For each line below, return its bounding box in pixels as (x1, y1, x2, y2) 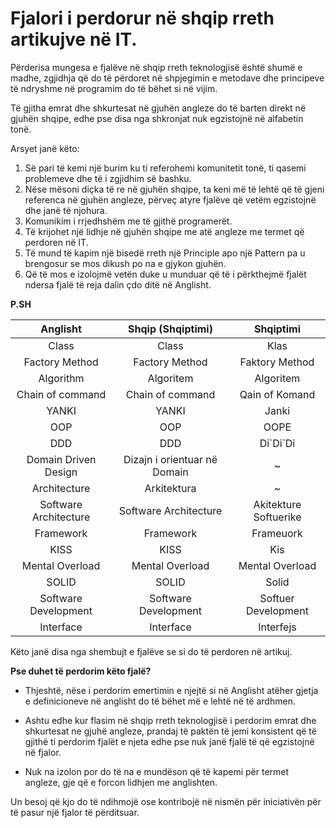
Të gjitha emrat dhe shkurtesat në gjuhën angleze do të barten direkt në (10, 102, 307, 114)
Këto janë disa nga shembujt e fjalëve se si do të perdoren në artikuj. (10, 645, 293, 657)
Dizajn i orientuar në (123, 452, 218, 466)
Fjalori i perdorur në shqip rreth (10, 7, 275, 30)
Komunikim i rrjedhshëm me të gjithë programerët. (24, 215, 233, 227)
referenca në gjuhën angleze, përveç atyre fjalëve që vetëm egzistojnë (24, 193, 317, 206)
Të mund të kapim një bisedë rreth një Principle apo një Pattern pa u (24, 247, 306, 259)
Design (44, 465, 78, 479)
